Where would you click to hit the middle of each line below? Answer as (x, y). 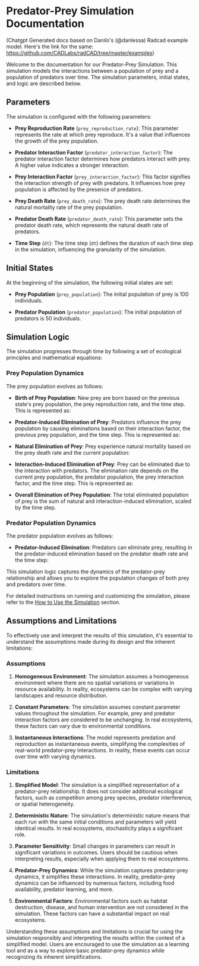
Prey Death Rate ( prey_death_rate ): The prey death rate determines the (102, 200)
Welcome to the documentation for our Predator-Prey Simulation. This (91, 64)
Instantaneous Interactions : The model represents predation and (95, 737)
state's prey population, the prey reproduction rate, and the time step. (100, 404)
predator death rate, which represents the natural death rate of (91, 225)
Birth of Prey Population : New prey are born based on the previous (97, 397)
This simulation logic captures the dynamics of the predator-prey (86, 572)
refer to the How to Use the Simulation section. (63, 602)
